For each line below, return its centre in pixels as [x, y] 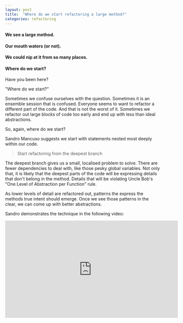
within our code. [22, 144]
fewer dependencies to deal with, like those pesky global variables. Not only [83, 168]
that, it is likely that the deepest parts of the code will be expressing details [81, 174]
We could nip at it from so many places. [46, 57]
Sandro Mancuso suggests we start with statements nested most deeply [79, 139]
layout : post [18, 10]
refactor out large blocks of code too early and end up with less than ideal [80, 115]
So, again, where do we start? [35, 129]
